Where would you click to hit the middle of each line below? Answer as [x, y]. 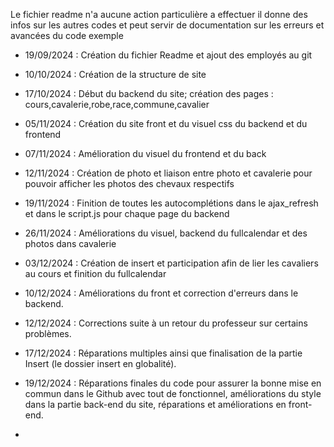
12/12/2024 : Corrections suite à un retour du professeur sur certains [166, 323]
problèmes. [48, 333]
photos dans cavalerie [70, 243]
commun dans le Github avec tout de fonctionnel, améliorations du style [173, 393]
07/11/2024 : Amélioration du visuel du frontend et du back [145, 153]
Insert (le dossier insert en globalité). [100, 363]
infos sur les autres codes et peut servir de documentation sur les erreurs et [167, 25]
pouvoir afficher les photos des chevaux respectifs [129, 183]
